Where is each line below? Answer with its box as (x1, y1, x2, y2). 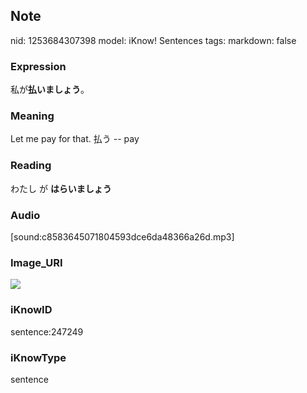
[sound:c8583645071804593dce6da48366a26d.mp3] (10, 231, 235, 243)
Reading (10, 159, 52, 173)
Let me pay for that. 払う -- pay (10, 133, 140, 145)
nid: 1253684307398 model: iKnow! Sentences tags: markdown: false (10, 34, 297, 46)
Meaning (10, 109, 55, 123)
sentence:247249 (10, 325, 84, 338)
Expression (10, 59, 67, 73)
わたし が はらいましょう (10, 182, 112, 194)
